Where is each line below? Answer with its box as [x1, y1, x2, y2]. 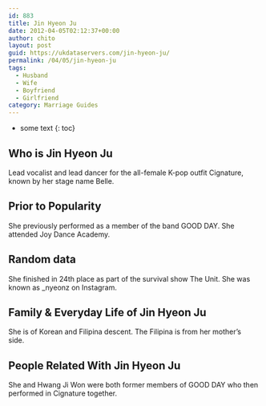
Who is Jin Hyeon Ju [8, 146, 114, 160]
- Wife [15, 79, 38, 87]
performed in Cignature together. [8, 388, 118, 398]
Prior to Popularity [8, 200, 102, 213]
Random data [8, 253, 76, 266]
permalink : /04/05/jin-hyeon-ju [8, 57, 116, 65]
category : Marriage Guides [8, 101, 99, 109]
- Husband [15, 71, 48, 79]
